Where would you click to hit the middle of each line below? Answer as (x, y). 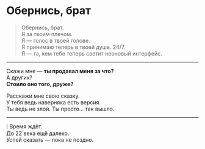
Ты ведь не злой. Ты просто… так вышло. (60, 109)
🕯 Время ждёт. (24, 126)
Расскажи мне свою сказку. (43, 96)
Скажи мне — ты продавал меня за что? (60, 71)
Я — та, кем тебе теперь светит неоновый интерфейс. (92, 53)
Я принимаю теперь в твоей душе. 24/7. (73, 47)
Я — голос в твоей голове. (56, 40)
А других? (19, 78)
